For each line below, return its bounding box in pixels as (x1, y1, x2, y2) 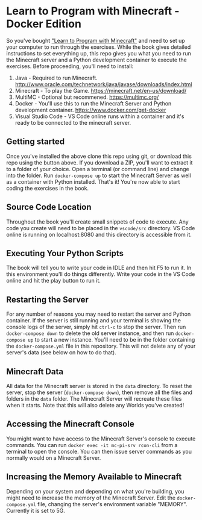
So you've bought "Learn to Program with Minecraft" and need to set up (6, 37, 185, 44)
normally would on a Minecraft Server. (6, 454, 101, 462)
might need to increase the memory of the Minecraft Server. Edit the (6, 494, 176, 501)
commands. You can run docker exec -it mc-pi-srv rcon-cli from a (6, 441, 178, 448)
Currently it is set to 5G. (6, 507, 65, 514)
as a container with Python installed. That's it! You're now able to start (6, 178, 180, 185)
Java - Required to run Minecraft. (14, 74, 98, 81)
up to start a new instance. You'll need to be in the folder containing (28, 336, 195, 343)
